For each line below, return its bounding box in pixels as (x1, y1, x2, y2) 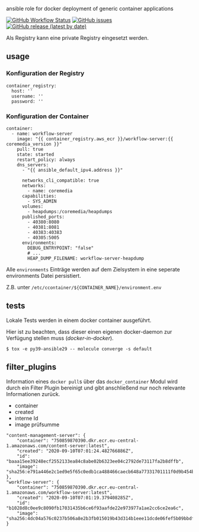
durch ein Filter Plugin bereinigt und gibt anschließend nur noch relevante (6, 384, 185, 391)
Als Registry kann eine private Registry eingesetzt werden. (6, 34, 149, 41)
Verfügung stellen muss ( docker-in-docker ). (6, 334, 114, 341)
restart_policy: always (17, 157, 76, 163)
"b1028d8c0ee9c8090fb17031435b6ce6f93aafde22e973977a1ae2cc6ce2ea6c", (6, 505, 184, 511)
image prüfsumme (14, 421, 60, 428)
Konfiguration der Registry (6, 69, 85, 78)
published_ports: (21, 214, 65, 220)
